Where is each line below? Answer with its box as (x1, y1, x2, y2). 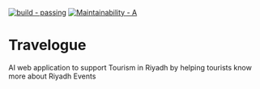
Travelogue (8, 36, 87, 54)
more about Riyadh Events (8, 71, 96, 81)
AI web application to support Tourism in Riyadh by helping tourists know (8, 62, 253, 72)
